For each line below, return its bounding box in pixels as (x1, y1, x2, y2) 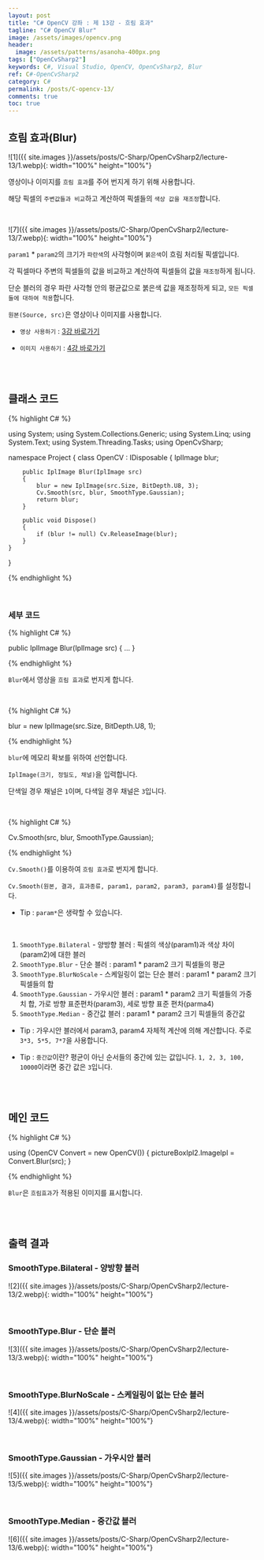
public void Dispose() (22, 516, 97, 524)
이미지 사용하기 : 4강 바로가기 (19, 343, 106, 352)
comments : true (8, 92, 58, 100)
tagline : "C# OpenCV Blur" (8, 26, 97, 34)
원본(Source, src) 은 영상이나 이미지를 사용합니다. (8, 309, 162, 319)
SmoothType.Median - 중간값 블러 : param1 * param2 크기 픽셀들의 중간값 (19, 1009, 246, 1018)
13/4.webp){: (8, 1416, 50, 1426)
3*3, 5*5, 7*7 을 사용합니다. (19, 1036, 109, 1045)
